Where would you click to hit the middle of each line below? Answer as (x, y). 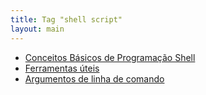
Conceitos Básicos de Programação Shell (110, 57)
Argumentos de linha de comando (94, 78)
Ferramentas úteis (62, 68)
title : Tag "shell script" (66, 19)
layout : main (37, 29)
